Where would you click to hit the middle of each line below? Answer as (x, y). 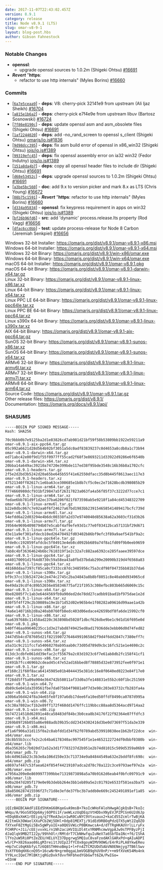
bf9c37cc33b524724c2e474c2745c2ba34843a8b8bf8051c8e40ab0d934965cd (75, 577)
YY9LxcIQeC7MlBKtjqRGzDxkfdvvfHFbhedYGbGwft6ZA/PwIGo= (62, 855)
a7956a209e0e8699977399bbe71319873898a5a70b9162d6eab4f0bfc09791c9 (75, 774)
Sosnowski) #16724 (32, 119)
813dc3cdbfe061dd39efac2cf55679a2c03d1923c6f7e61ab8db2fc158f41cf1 (75, 654)
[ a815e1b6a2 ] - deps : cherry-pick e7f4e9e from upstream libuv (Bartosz (83, 114)
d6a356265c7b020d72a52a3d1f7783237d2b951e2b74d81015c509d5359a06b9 (75, 748)
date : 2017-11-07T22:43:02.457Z (38, 10)
